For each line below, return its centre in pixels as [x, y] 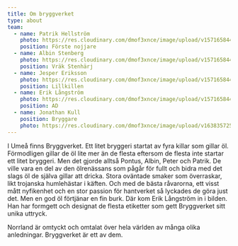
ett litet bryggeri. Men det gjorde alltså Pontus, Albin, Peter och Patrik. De [114, 160]
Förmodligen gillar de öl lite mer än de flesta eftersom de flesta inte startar [116, 153]
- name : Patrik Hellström [52, 34]
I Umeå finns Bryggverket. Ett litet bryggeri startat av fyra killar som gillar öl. [118, 146]
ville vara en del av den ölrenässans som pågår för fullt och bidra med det [115, 168]
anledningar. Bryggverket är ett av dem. [65, 235]
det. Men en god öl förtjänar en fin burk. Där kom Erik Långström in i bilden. [118, 198]
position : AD [39, 106]
